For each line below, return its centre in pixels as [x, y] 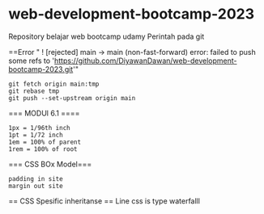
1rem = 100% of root [43, 149]
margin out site [36, 186]
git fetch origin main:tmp [54, 84]
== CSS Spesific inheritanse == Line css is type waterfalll [104, 201]
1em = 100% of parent [45, 142]
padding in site [36, 178]
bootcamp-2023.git [41, 69]
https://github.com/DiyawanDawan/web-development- [145, 61]
